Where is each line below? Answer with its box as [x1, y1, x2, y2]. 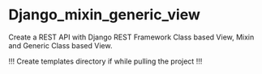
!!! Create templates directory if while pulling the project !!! [8, 56, 203, 66]
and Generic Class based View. [8, 40, 113, 50]
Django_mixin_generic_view [8, 6, 201, 24]
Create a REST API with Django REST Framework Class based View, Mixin [8, 32, 255, 42]
